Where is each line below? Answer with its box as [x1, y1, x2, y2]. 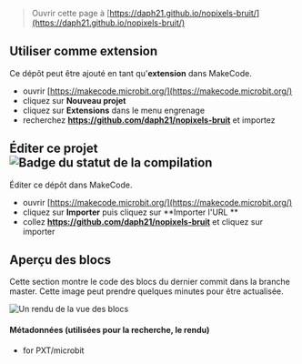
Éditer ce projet [9, 141, 98, 157]
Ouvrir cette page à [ [31, 8, 111, 18]
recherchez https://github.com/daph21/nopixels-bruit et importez [22, 114, 276, 126]
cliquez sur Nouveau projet [22, 95, 126, 106]
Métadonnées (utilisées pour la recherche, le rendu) [9, 325, 210, 336]
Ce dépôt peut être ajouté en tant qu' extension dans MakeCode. [9, 67, 252, 78]
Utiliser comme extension [9, 44, 158, 59]
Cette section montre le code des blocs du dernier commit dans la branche [9, 277, 291, 288]
